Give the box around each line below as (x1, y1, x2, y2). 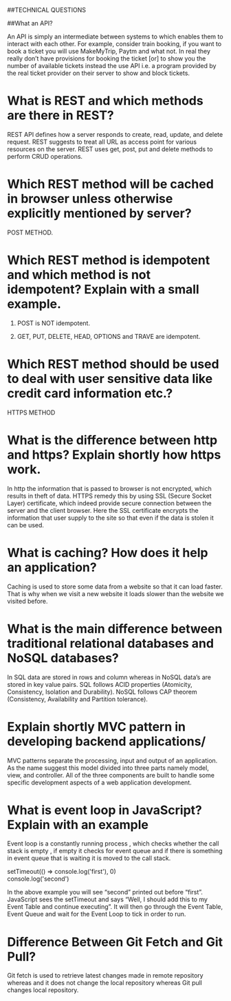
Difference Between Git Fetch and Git (7, 934, 223, 949)
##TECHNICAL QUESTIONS (7, 6, 87, 14)
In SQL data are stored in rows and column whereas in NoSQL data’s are (7, 673, 212, 681)
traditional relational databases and (7, 635, 214, 651)
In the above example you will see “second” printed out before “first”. (7, 888, 203, 896)
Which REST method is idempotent (7, 252, 210, 268)
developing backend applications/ (7, 734, 206, 749)
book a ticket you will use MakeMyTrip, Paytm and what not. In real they (7, 47, 211, 55)
